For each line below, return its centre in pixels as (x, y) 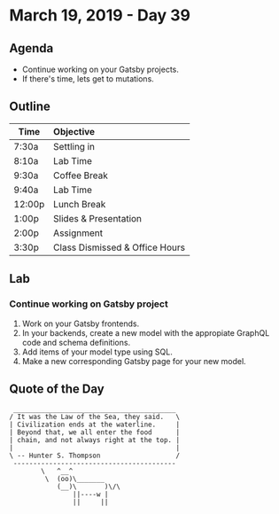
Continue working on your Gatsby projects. (101, 69)
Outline (30, 107)
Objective (74, 131)
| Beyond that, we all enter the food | (94, 432)
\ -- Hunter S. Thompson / (94, 456)
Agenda (31, 48)
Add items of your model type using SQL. (97, 352)
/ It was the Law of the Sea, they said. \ (94, 417)
